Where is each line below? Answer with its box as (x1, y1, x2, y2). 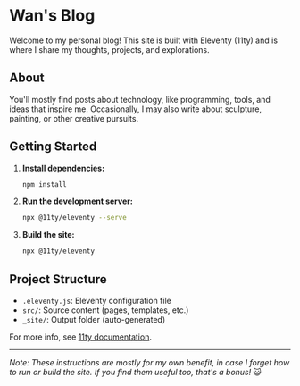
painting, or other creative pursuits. (9, 113, 139, 123)
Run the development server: (21, 196, 134, 206)
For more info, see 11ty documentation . (9, 331, 152, 342)
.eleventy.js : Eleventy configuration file (21, 296, 171, 306)
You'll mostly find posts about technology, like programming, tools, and (9, 94, 271, 105)
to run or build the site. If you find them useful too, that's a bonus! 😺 (9, 367, 262, 377)
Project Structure (9, 272, 107, 287)
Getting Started (9, 139, 97, 155)
